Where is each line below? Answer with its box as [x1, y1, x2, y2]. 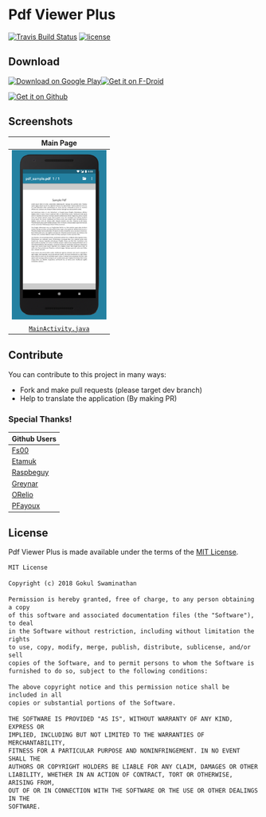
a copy [8, 603, 30, 611]
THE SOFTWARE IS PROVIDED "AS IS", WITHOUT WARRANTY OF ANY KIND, [8, 715, 233, 723]
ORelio [11, 489, 33, 499]
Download [8, 55, 60, 69]
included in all [8, 691, 62, 699]
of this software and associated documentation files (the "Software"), [8, 611, 255, 619]
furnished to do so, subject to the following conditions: [8, 667, 209, 675]
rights [8, 635, 30, 643]
